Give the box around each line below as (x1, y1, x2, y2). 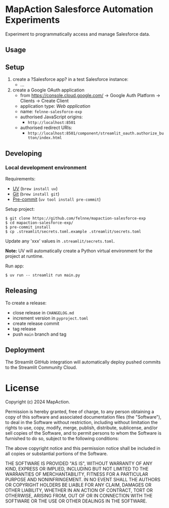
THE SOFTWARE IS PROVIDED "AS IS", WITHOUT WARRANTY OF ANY (5, 460, 153, 467)
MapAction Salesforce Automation (5, 4, 153, 15)
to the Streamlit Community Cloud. (5, 364, 77, 371)
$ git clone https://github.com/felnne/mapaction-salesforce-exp (5, 216, 146, 221)
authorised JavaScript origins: (20, 114, 83, 120)
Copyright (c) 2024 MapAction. (5, 399, 70, 405)
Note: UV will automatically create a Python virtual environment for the (5, 248, 153, 254)
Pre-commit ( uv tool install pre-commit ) (12, 196, 101, 202)
